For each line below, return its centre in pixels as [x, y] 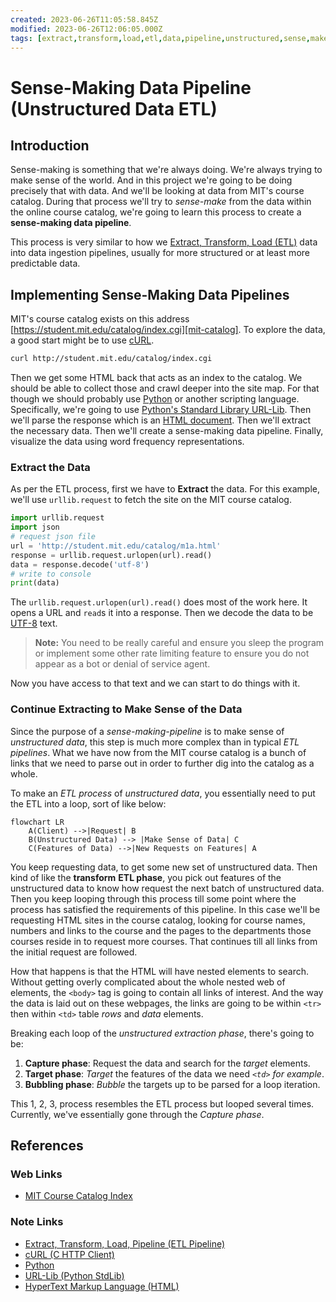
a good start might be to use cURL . [82, 340]
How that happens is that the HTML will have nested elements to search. [160, 971]
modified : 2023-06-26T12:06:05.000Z [86, 29]
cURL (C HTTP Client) [69, 1254]
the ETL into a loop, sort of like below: [88, 803]
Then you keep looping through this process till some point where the [153, 898]
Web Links [36, 1174]
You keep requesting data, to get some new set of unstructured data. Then [164, 867]
